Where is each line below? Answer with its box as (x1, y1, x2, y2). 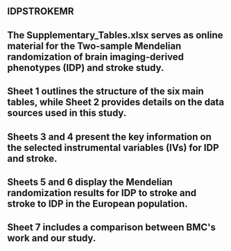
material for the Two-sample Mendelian (7, 40, 182, 51)
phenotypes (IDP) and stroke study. (7, 62, 164, 74)
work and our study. (7, 232, 96, 244)
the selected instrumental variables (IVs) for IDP (7, 142, 220, 154)
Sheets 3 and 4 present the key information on (7, 131, 212, 143)
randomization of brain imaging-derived (7, 51, 184, 63)
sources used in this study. (7, 107, 127, 119)
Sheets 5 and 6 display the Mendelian (7, 176, 173, 188)
